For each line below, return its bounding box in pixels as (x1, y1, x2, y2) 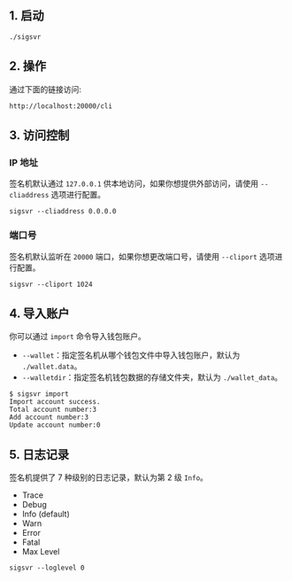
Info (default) (21, 508, 70, 520)
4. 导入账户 (9, 306, 70, 321)
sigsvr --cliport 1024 (9, 280, 93, 289)
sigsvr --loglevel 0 (9, 563, 86, 573)
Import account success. (9, 398, 101, 407)
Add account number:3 (9, 413, 89, 422)
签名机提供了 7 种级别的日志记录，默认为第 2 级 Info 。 (9, 472, 208, 483)
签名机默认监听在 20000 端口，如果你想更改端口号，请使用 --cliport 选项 (9, 251, 275, 261)
